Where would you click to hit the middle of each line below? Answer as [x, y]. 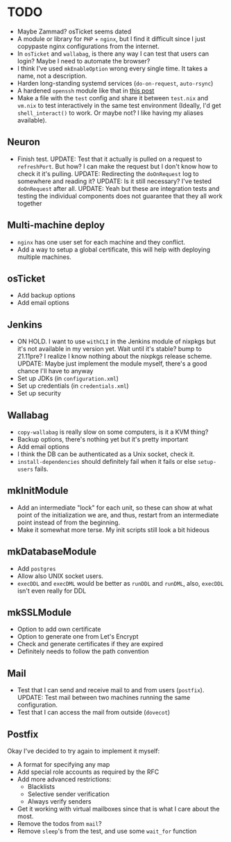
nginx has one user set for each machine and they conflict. [101, 242]
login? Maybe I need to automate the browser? [84, 61]
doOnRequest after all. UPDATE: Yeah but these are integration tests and [118, 188]
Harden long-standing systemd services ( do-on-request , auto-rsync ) [115, 83]
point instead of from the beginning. [68, 522]
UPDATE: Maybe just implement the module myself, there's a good [112, 364]
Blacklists [41, 787]
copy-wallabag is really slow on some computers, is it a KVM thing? [113, 432]
